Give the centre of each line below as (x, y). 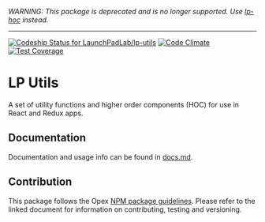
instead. (35, 20)
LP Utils (34, 83)
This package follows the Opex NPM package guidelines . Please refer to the (132, 201)
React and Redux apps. (46, 113)
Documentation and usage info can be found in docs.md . (101, 156)
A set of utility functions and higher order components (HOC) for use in (123, 104)
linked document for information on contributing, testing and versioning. (125, 209)
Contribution (40, 182)
